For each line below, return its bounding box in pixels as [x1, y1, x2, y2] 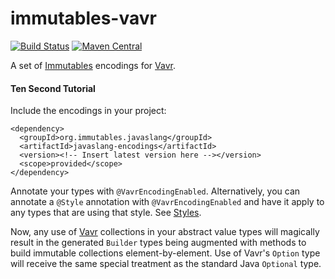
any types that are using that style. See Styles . [10, 207, 202, 219]
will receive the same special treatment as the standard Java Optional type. [10, 258, 322, 270]
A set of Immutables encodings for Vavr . [10, 59, 176, 71]
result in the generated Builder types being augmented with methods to [10, 237, 307, 249]
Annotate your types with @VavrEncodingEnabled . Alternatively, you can [10, 185, 301, 197]
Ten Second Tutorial [10, 82, 96, 94]
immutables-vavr [10, 7, 157, 30]
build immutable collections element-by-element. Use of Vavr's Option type [10, 247, 321, 259]
